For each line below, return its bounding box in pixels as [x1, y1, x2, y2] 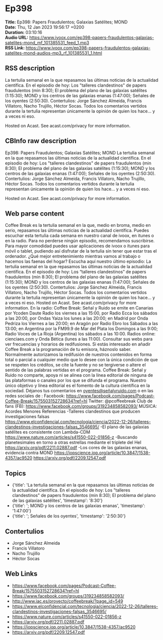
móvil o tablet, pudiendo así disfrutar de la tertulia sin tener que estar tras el [5, 248, 157, 254]
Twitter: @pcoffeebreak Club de [88, 398, 153, 404]
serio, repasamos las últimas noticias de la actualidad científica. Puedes [5, 227, 149, 234]
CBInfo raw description [5, 137, 77, 145]
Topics [5, 469, 26, 477]
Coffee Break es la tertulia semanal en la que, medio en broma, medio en [5, 222, 151, 228]
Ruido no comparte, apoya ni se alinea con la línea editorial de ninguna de [5, 372, 153, 378]
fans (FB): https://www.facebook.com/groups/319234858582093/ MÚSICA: [5, 403, 157, 409]
